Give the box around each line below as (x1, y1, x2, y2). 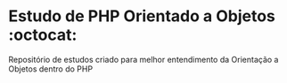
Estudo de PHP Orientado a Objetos (8, 6, 275, 26)
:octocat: (8, 25, 78, 45)
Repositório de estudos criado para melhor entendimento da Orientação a (8, 54, 279, 64)
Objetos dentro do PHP (8, 64, 94, 74)
